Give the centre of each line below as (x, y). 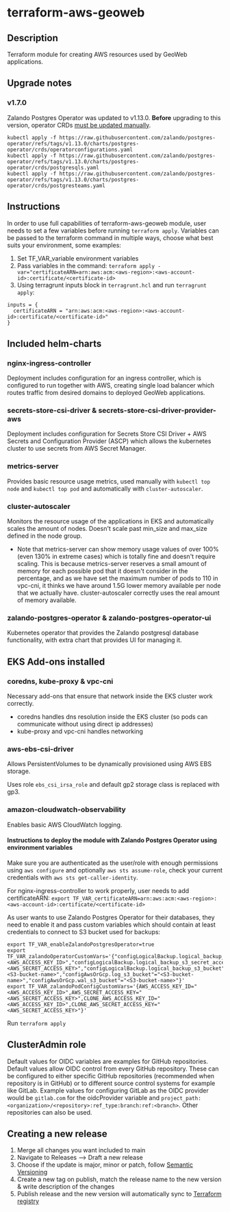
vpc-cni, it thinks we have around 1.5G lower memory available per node (119, 586)
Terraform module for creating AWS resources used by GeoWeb (97, 54)
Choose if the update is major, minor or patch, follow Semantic (105, 1165)
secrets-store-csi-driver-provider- (157, 411)
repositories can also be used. (50, 1112)
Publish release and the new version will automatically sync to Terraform (119, 1194)
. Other (188, 1105)
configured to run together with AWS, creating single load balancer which (111, 385)
